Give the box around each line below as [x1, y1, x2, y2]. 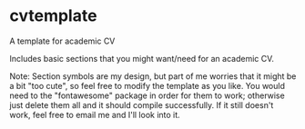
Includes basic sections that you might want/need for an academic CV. [9, 53, 275, 64]
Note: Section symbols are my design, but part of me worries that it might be [9, 70, 297, 82]
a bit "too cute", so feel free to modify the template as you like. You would [9, 80, 285, 91]
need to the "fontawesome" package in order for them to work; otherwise [9, 90, 285, 101]
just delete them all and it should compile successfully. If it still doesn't [9, 99, 274, 110]
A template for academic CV [9, 35, 116, 46]
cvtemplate [9, 5, 97, 26]
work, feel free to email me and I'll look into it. [9, 109, 180, 120]
